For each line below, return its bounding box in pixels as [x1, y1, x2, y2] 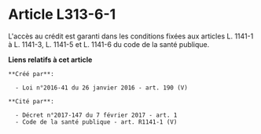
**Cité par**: [8, 97, 55, 105]
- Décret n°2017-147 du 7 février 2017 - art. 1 [15, 111, 178, 119]
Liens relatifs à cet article [8, 55, 93, 64]
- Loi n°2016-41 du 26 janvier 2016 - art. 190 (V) [15, 84, 189, 92]
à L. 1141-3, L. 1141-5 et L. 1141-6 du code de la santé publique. [8, 39, 210, 49]
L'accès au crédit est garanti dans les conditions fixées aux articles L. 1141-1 [8, 31, 254, 41]
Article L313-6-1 [8, 5, 116, 24]
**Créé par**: [8, 70, 55, 78]
